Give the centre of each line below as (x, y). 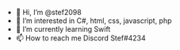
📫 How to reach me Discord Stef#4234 (81, 38)
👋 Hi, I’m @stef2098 (48, 12)
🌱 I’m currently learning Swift (63, 29)
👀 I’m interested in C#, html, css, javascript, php (94, 21)
